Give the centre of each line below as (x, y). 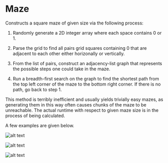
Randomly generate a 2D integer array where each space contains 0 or (87, 33)
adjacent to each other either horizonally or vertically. (69, 53)
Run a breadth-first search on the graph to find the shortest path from (86, 78)
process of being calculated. (35, 116)
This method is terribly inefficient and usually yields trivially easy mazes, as (84, 99)
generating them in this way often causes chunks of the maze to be (76, 104)
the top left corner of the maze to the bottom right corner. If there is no (87, 84)
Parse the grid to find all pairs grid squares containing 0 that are (80, 48)
